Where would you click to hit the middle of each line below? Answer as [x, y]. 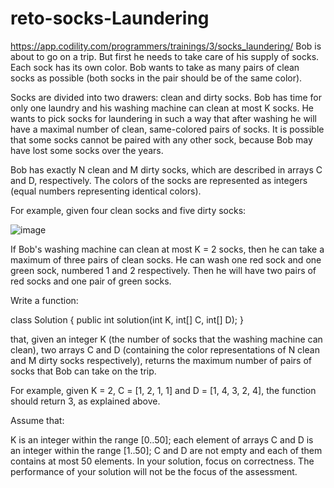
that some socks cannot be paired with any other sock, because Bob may [161, 139]
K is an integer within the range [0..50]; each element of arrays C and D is [162, 439]
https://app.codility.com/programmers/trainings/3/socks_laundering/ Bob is [166, 46]
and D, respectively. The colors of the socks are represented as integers [159, 180]
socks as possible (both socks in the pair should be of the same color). [156, 78]
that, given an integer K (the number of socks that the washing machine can [166, 339]
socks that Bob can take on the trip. [83, 371]
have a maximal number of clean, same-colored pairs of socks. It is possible [167, 129]
